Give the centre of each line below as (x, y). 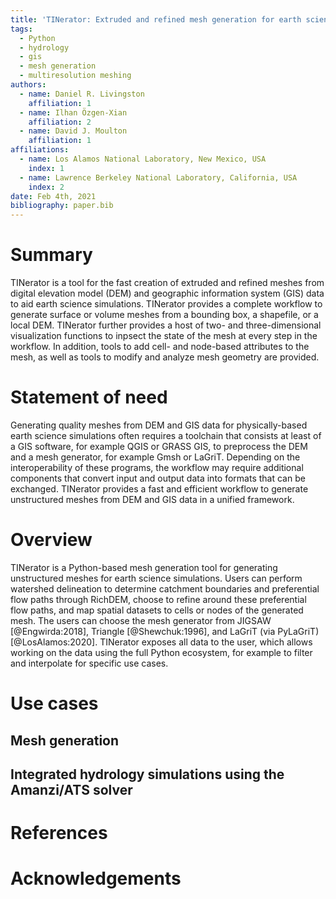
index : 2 (46, 187)
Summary (51, 255)
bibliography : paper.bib (62, 206)
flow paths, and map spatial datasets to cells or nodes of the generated (157, 610)
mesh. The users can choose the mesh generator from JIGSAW (141, 620)
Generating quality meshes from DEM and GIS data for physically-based (159, 425)
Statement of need (89, 397)
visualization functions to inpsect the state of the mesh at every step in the (164, 336)
